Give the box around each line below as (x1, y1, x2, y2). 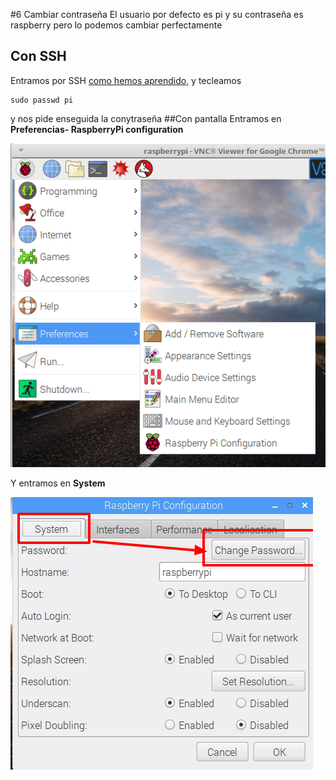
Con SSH (10, 48, 67, 65)
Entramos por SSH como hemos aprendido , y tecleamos (10, 74, 242, 86)
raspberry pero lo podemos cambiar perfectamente (10, 19, 223, 31)
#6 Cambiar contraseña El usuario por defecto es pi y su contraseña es (10, 9, 304, 20)
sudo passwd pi (10, 95, 74, 105)
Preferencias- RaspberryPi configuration (10, 123, 184, 135)
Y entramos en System (10, 477, 106, 489)
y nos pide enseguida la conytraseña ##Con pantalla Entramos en (10, 112, 282, 124)
